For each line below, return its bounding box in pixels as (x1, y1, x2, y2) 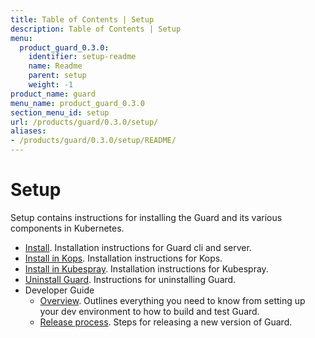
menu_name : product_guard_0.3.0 (10, 98, 145, 108)
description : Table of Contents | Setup (10, 24, 182, 34)
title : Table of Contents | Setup (10, 14, 155, 25)
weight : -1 (28, 80, 74, 90)
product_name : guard (10, 89, 97, 99)
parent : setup (28, 71, 87, 81)
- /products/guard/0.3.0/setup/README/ (10, 136, 177, 146)
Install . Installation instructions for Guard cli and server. (24, 241, 252, 253)
